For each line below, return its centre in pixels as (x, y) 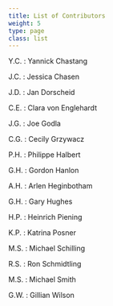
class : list (28, 38)
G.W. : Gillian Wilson (41, 296)
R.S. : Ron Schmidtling (45, 264)
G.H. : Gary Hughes (40, 201)
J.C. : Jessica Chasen (44, 76)
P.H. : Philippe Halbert (44, 155)
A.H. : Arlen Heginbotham (50, 186)
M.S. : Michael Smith (42, 279)
